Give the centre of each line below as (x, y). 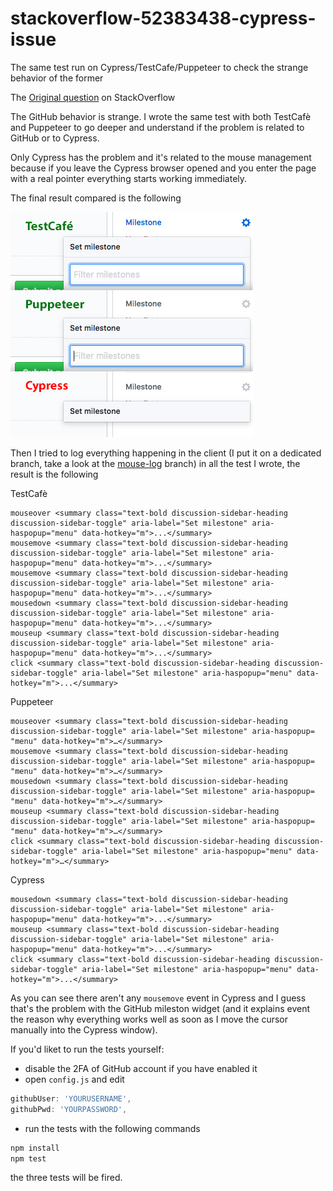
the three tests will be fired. (66, 1178)
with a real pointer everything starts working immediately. (129, 178)
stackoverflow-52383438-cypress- (163, 18)
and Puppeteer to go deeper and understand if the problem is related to (157, 127)
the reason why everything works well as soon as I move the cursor (149, 1019)
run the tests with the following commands (112, 1128)
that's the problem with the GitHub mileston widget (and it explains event (160, 1008)
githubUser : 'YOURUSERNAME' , (71, 1098)
